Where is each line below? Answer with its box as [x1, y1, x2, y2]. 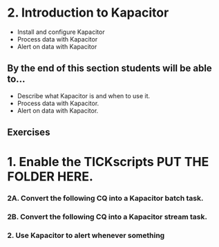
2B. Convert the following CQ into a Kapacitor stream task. [7, 212, 207, 222]
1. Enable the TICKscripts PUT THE [7, 154, 209, 170]
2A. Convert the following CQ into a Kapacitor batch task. [7, 194, 204, 203]
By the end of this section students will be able [7, 62, 212, 74]
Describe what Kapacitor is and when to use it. [17, 91, 151, 100]
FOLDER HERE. [7, 169, 93, 185]
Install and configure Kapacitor [17, 28, 105, 36]
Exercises [7, 127, 50, 138]
